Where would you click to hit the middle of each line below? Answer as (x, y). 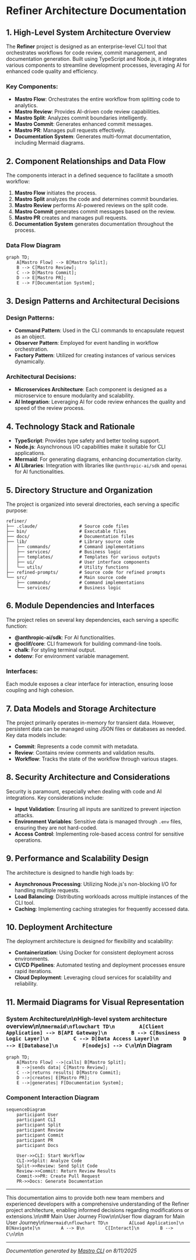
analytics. (26, 105)
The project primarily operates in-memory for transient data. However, (90, 723)
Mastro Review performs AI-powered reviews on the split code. (91, 206)
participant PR (35, 1141)
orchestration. (31, 349)
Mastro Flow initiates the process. (56, 193)
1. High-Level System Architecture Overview (88, 32)
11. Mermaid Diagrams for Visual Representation (95, 1002)
